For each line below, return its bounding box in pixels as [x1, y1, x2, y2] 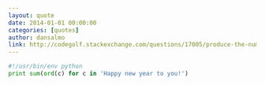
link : [8, 41, 26, 49]
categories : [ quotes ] [8, 26, 80, 34]
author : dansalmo [8, 33, 65, 42]
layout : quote [8, 11, 55, 20]
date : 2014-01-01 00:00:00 [8, 19, 97, 27]
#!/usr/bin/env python [8, 62, 83, 71]
